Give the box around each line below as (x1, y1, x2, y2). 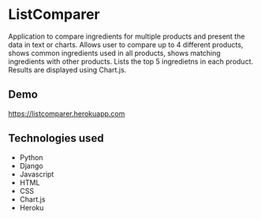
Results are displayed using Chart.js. (8, 65, 127, 74)
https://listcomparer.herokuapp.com (8, 109, 125, 118)
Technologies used (8, 132, 104, 145)
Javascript (19, 169, 54, 179)
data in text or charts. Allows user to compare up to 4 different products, (8, 39, 244, 49)
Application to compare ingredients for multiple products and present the (8, 32, 245, 41)
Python (19, 152, 43, 162)
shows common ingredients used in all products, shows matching (8, 48, 221, 58)
